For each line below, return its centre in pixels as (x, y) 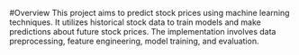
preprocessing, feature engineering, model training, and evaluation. (134, 41)
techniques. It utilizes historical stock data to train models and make (135, 22)
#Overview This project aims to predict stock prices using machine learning (149, 13)
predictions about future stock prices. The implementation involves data (143, 31)
